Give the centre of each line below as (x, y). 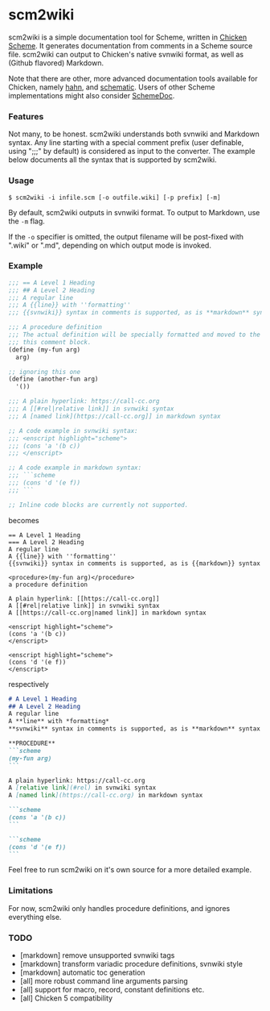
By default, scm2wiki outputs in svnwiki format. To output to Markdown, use (134, 212)
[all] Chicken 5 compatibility (66, 998)
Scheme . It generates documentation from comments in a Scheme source (131, 45)
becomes (24, 520)
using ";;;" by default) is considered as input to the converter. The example (132, 152)
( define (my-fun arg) (45, 349)
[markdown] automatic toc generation (83, 972)
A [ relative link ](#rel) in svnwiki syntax (82, 788)
